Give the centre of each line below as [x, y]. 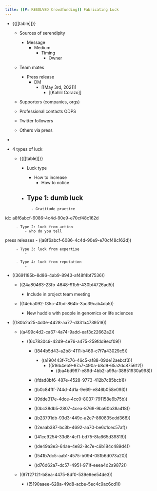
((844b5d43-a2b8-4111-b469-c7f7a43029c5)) [81, 351]
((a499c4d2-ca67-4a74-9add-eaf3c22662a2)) [67, 332]
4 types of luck [27, 149]
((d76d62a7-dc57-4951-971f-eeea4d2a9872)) [80, 465]
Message [36, 42]
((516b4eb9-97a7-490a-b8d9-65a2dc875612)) [96, 366]
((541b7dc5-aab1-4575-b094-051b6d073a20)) [81, 456]
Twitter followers [36, 120]
